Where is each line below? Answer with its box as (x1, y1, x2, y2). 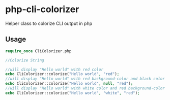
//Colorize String (5, 57, 44, 63)
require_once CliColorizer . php (5, 48, 72, 54)
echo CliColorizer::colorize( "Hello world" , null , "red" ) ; (5, 81, 133, 86)
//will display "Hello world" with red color (5, 67, 103, 72)
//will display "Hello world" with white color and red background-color (5, 86, 165, 91)
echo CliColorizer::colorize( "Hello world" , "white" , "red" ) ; (5, 90, 140, 95)
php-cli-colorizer (5, 4, 79, 15)
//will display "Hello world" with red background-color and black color (5, 76, 165, 82)
